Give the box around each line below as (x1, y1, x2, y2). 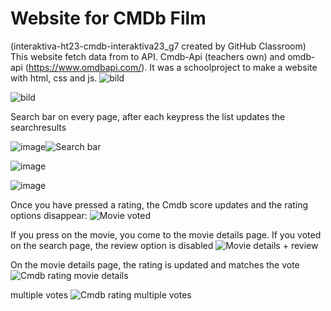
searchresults (10, 121, 67, 133)
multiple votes (10, 288, 69, 301)
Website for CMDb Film (10, 7, 207, 30)
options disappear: (10, 209, 88, 221)
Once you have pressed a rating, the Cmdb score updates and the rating (10, 198, 309, 211)
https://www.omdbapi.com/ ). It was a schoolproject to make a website (28, 61, 318, 73)
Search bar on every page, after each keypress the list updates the (10, 110, 286, 122)
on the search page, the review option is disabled (10, 239, 214, 251)
